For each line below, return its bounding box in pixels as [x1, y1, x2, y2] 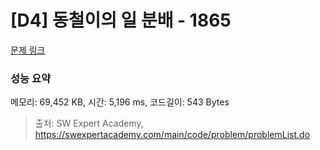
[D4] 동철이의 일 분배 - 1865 [10, 9, 232, 32]
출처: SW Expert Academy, [34, 117, 144, 130]
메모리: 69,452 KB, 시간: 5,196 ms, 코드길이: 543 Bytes [10, 96, 230, 108]
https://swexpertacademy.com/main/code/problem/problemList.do [34, 129, 311, 141]
